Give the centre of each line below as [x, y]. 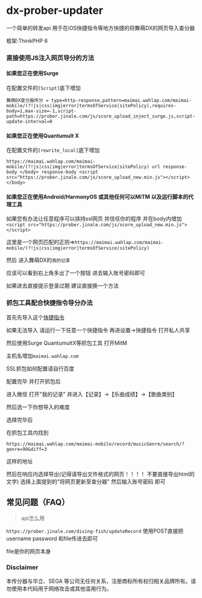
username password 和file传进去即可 [52, 538]
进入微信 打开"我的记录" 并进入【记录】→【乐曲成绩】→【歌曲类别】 [92, 394]
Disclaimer [22, 567]
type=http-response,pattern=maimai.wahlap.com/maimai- [121, 101]
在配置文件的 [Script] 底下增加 [44, 88]
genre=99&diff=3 [27, 449]
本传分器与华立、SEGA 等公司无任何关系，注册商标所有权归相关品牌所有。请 [101, 581]
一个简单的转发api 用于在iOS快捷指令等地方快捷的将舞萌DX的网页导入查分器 [101, 28]
